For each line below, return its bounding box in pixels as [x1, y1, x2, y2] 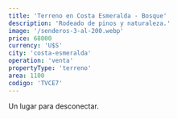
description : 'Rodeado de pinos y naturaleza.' [8, 19, 171, 27]
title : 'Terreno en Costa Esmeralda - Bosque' [8, 11, 167, 20]
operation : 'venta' [8, 57, 74, 65]
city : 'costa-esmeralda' [8, 49, 92, 57]
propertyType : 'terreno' [8, 64, 92, 72]
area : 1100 [8, 72, 45, 80]
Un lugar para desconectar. [8, 101, 99, 111]
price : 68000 [8, 34, 52, 43]
